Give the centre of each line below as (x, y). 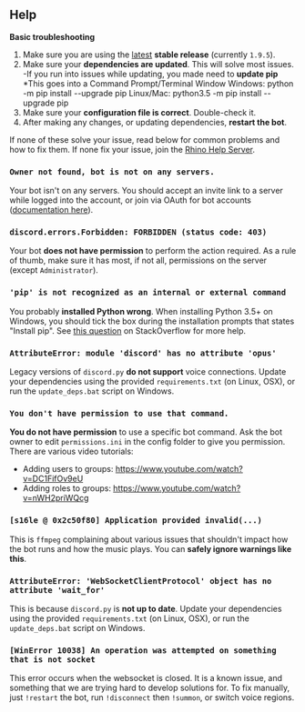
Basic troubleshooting (52, 36)
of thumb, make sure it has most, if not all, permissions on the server (138, 261)
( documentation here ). (51, 210)
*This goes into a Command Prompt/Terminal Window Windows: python (158, 83)
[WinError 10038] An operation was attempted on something (143, 650)
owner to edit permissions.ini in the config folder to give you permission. (147, 442)
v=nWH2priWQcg (56, 498)
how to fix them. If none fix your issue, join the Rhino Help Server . (132, 149)
